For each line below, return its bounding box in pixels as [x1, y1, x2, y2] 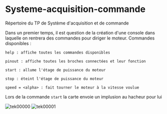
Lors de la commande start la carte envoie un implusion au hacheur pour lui [5, 93, 162, 99]
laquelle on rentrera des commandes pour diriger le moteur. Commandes [5, 35, 155, 41]
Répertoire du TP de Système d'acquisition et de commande [5, 20, 129, 26]
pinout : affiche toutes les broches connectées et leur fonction [5, 58, 146, 63]
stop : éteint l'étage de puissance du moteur [5, 76, 104, 81]
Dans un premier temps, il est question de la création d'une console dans [5, 29, 156, 35]
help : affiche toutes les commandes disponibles [5, 50, 111, 55]
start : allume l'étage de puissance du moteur [5, 67, 106, 72]
